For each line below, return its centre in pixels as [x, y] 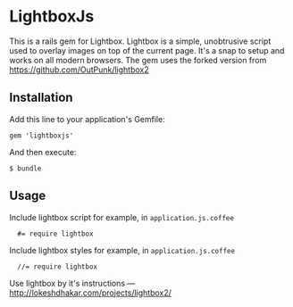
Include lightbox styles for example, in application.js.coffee [122, 250]
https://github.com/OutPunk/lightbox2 [79, 70]
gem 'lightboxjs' [42, 136]
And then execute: [43, 152]
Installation [41, 98]
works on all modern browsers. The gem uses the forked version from [138, 60]
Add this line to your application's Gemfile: [87, 119]
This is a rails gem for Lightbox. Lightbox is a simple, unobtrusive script [140, 41]
